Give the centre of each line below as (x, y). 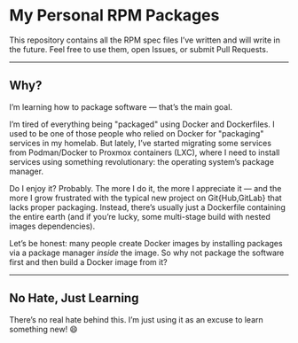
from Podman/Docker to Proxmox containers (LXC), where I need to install (145, 152)
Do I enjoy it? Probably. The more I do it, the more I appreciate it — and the (145, 188)
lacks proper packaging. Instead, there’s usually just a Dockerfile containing (147, 207)
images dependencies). (52, 226)
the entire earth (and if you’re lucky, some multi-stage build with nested (140, 216)
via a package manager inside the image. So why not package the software (147, 253)
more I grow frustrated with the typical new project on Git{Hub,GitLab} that (145, 198)
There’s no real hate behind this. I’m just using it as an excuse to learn (136, 319)
